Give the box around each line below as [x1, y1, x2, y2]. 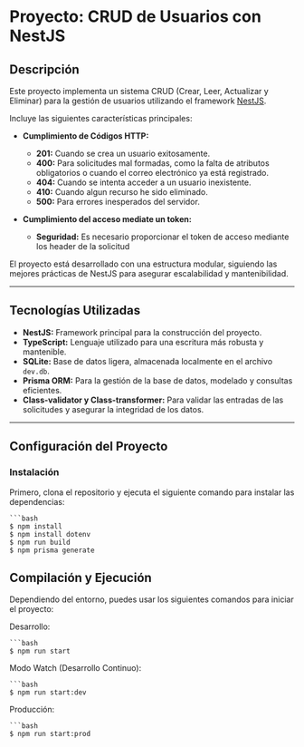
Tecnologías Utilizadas [9, 303, 141, 318]
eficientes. [22, 384, 62, 395]
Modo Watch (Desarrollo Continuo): [9, 663, 142, 674]
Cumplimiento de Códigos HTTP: [22, 131, 149, 141]
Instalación [9, 466, 60, 479]
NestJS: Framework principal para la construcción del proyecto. [22, 326, 262, 337]
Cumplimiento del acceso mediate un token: [22, 214, 192, 224]
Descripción [9, 62, 80, 77]
